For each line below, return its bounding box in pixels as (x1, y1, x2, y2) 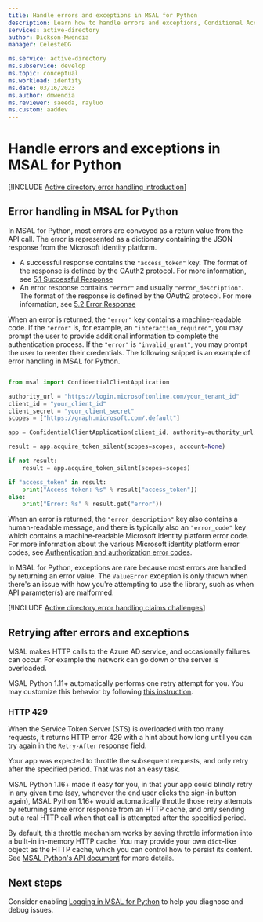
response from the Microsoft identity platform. (8, 242, 157, 252)
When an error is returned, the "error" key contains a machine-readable (8, 315, 242, 324)
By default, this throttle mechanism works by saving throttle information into (8, 829, 253, 838)
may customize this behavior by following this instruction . (8, 687, 193, 697)
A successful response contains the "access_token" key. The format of (19, 257, 248, 267)
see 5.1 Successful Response (19, 274, 113, 283)
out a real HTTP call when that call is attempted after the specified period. (8, 813, 247, 822)
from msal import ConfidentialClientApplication (8, 378, 170, 386)
